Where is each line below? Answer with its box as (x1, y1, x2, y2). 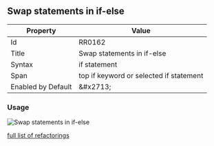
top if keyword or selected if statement (78, 71, 204, 80)
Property (26, 25, 56, 35)
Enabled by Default (10, 82, 72, 91)
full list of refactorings (7, 132, 70, 140)
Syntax (10, 60, 33, 69)
